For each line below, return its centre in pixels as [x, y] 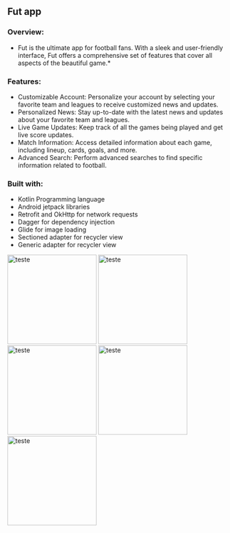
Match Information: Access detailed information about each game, [115, 142]
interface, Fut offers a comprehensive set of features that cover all [115, 55]
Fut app [25, 12]
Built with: [25, 184]
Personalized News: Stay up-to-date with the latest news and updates [120, 112]
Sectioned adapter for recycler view [70, 237]
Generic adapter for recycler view [67, 245]
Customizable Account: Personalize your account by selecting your [116, 96]
